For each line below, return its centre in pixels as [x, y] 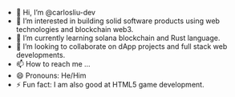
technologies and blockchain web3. [75, 29]
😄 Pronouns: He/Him [51, 75]
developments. [41, 55]
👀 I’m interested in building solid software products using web [118, 21]
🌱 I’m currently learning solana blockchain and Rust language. [118, 38]
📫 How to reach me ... [53, 64]
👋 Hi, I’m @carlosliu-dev [56, 12]
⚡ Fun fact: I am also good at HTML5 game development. [110, 85]
